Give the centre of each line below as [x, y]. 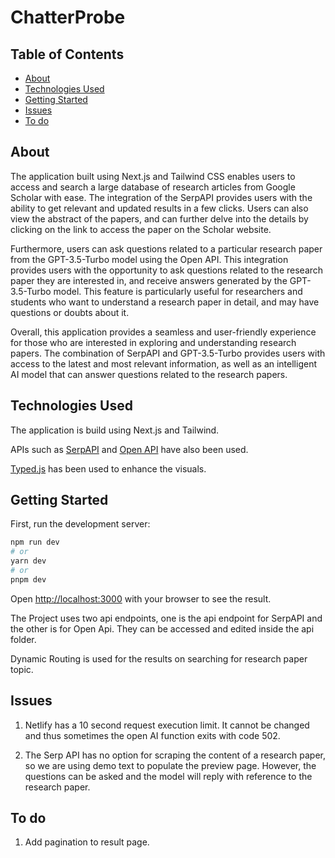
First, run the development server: [80, 524]
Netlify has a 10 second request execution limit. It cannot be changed [167, 725]
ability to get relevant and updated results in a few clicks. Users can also [159, 208]
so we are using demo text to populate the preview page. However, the [170, 765]
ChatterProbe [68, 17]
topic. [22, 669]
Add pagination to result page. [87, 842]
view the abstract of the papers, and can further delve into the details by [159, 218]
